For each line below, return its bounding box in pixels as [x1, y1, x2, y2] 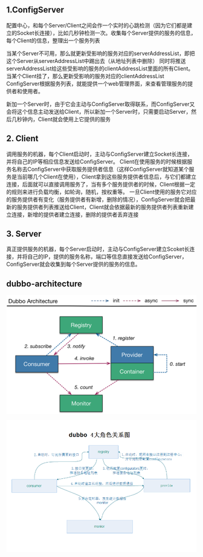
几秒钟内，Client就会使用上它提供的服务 [11, 115, 111, 123]
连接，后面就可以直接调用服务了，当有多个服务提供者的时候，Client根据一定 [6, 180, 196, 188]
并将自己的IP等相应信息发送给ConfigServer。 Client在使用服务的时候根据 [6, 157, 187, 165]
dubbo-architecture [6, 278, 83, 289]
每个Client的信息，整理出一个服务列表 [6, 36, 101, 44]
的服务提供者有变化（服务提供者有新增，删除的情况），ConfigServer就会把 [6, 196, 190, 203]
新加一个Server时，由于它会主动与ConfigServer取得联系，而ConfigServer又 [6, 100, 195, 108]
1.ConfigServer [6, 5, 65, 15]
